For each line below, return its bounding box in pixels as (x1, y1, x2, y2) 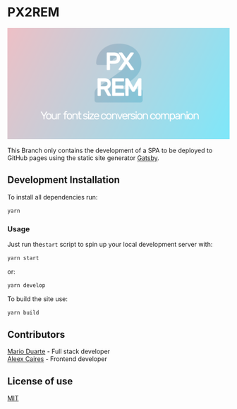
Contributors (7, 329, 66, 341)
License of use (7, 375, 73, 387)
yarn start (7, 255, 39, 262)
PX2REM (7, 4, 60, 20)
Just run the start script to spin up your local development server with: (7, 240, 213, 248)
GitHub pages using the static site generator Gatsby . (7, 153, 160, 162)
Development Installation (7, 174, 120, 186)
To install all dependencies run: (7, 193, 98, 201)
